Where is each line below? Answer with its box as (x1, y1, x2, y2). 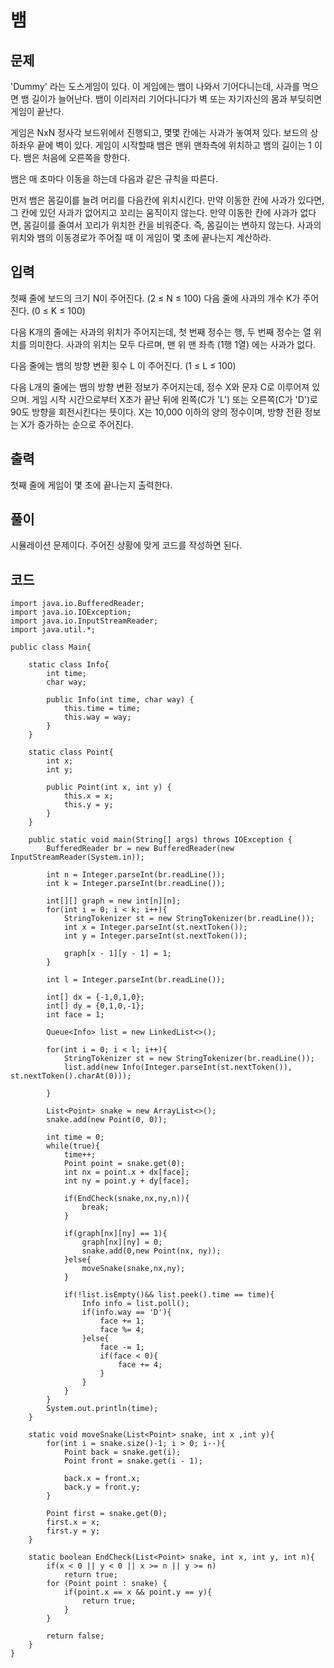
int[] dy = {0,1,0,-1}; (46, 1001, 145, 1011)
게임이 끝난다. (10, 106, 65, 117)
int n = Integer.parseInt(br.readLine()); (46, 870, 226, 880)
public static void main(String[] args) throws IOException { (28, 835, 293, 845)
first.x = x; (46, 1517, 101, 1528)
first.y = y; (46, 1526, 101, 1536)
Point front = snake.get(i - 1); (63, 1456, 203, 1466)
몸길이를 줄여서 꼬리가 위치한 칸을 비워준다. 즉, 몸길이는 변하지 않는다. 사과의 (23, 219, 322, 231)
